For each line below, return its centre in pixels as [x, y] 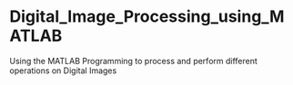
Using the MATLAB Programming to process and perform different [133, 61]
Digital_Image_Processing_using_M [147, 17]
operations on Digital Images [63, 71]
